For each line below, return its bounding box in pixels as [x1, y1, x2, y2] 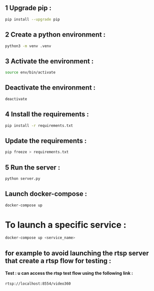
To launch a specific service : [5, 219, 127, 230]
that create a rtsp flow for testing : [5, 257, 111, 265]
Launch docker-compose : [5, 190, 87, 198]
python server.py [5, 176, 41, 181]
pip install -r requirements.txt [5, 123, 73, 128]
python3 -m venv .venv [5, 44, 51, 48]
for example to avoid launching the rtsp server [5, 249, 149, 257]
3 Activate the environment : [5, 57, 94, 65]
